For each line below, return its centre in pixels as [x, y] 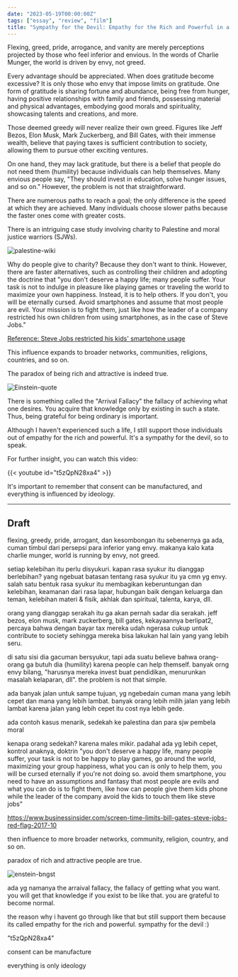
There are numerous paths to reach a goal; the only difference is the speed [117, 200]
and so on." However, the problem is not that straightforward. [96, 187]
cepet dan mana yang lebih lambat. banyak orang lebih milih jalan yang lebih [119, 701]
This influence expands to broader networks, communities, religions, [107, 352]
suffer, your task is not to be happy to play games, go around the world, [112, 759]
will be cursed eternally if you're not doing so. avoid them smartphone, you [117, 774]
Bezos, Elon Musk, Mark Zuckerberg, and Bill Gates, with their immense [112, 135]
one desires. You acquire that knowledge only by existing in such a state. [114, 409]
